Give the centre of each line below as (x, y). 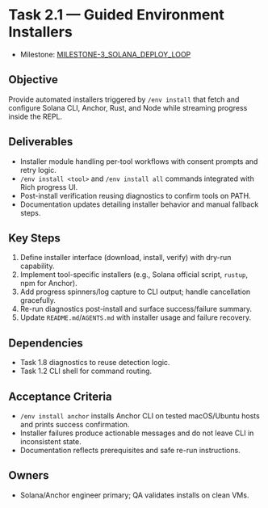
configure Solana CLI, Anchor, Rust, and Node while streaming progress (128, 107)
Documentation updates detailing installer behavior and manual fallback (139, 204)
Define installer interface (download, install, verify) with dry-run (126, 258)
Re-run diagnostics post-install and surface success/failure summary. (136, 309)
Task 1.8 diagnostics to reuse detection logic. (95, 363)
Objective (33, 80)
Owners (29, 475)
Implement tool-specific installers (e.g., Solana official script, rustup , (134, 275)
